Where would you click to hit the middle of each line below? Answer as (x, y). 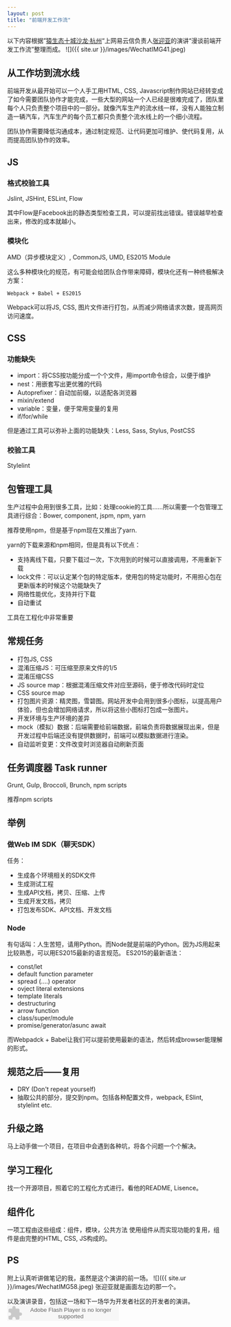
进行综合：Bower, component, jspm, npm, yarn (79, 515)
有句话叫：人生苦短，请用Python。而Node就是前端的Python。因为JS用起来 (114, 944)
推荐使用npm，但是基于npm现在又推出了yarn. (72, 530)
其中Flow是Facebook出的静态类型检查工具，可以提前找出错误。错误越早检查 (115, 213)
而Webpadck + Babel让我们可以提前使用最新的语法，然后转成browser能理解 (115, 1039)
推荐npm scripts (30, 799)
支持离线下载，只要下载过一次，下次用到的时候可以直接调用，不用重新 (117, 560)
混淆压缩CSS (35, 676)
